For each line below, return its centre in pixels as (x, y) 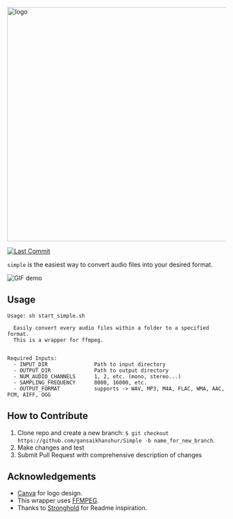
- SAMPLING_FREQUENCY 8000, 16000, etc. (80, 382)
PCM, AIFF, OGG (29, 395)
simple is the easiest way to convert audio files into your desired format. (110, 264)
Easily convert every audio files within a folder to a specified (111, 328)
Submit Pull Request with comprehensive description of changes (110, 454)
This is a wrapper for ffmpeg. (59, 340)
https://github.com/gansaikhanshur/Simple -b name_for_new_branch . (116, 440)
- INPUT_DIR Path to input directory (90, 364)
